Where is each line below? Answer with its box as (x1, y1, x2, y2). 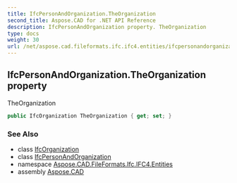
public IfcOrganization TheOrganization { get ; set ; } (7, 112, 172, 120)
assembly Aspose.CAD (17, 167, 85, 176)
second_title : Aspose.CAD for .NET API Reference (7, 17, 157, 24)
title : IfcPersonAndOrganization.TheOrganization (7, 10, 157, 18)
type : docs (7, 30, 39, 37)
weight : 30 (7, 37, 39, 44)
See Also (7, 129, 39, 139)
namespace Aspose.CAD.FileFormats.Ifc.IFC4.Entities (17, 160, 173, 168)
